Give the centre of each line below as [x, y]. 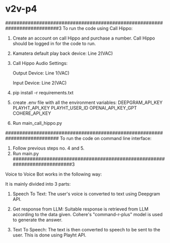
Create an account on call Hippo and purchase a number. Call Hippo [84, 38]
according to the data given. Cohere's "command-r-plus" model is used [88, 214]
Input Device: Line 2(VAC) [40, 83]
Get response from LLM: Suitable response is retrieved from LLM [80, 209]
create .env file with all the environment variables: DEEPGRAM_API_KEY [88, 102]
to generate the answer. [37, 220]
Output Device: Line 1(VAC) [41, 73]
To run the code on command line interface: [106, 138]
